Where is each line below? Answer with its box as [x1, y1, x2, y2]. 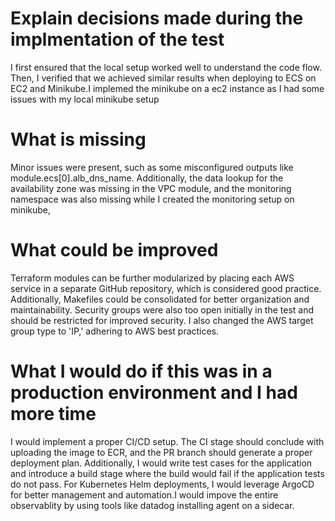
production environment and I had [10, 382, 298, 404]
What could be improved [10, 239, 219, 262]
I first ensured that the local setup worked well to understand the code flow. [10, 61, 322, 73]
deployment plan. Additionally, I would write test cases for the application [10, 457, 313, 469]
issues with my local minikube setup [10, 93, 160, 105]
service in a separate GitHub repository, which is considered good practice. [10, 282, 322, 294]
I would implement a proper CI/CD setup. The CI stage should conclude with [10, 435, 325, 447]
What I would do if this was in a [10, 360, 273, 382]
